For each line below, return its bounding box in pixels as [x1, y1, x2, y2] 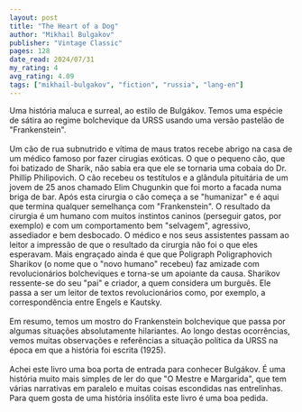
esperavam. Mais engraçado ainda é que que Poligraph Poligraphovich [9, 249, 273, 260]
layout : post [9, 13, 59, 23]
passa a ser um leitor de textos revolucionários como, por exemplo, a [9, 287, 266, 298]
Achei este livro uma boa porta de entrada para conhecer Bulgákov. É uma [9, 363, 286, 374]
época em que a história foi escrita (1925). [9, 344, 167, 355]
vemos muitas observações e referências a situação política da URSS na [9, 334, 279, 345]
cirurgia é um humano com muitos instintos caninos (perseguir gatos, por [9, 210, 282, 221]
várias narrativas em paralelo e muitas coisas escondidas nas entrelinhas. [9, 382, 284, 393]
